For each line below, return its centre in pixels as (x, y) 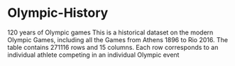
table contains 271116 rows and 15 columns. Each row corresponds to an (113, 47)
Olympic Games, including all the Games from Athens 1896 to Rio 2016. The (118, 39)
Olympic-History (58, 13)
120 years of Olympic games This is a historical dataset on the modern (110, 32)
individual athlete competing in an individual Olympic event (93, 55)
